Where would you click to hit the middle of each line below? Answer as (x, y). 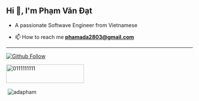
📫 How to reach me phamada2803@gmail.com (74, 37)
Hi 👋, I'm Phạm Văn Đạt (49, 11)
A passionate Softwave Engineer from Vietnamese (76, 25)
